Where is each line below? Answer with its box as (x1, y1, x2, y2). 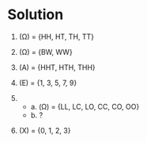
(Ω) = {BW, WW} (18, 47, 73, 56)
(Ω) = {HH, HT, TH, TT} (18, 32, 95, 41)
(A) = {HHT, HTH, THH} (18, 62, 96, 72)
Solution (7, 6, 64, 24)
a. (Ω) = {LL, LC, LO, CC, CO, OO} (30, 102, 140, 111)
